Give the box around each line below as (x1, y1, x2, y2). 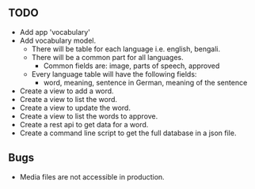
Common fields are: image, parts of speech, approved (43, 61, 220, 70)
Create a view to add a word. (19, 86, 114, 96)
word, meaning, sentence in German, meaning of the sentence (43, 77, 248, 87)
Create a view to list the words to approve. (19, 111, 158, 121)
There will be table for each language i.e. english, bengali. (31, 43, 220, 54)
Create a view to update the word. (19, 103, 131, 112)
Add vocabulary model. (19, 36, 97, 45)
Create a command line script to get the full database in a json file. (19, 128, 237, 138)
